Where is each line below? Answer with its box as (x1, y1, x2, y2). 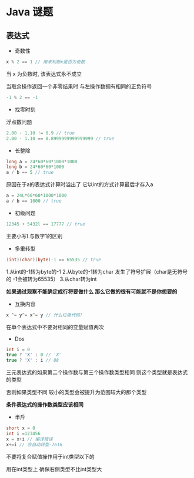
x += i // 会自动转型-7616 (6, 442, 63, 447)
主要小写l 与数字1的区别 (6, 233, 63, 240)
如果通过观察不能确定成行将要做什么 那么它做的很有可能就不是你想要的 (6, 288, 178, 295)
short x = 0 (6, 425, 35, 432)
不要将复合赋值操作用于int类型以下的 (6, 453, 95, 460)
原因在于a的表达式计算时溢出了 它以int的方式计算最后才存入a (6, 181, 153, 188)
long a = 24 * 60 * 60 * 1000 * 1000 (6, 159, 78, 164)
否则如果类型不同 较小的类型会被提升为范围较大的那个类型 (6, 389, 147, 396)
